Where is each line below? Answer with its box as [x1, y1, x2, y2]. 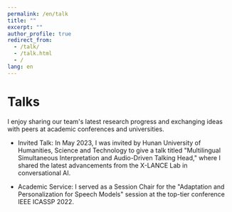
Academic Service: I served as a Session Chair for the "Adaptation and [17, 182, 225, 191]
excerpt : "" [7, 23, 43, 30]
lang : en [7, 63, 33, 70]
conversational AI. [17, 168, 71, 177]
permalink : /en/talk [7, 10, 69, 18]
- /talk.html [14, 50, 53, 57]
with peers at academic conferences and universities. [7, 125, 165, 133]
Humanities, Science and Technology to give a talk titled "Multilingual [17, 146, 221, 155]
